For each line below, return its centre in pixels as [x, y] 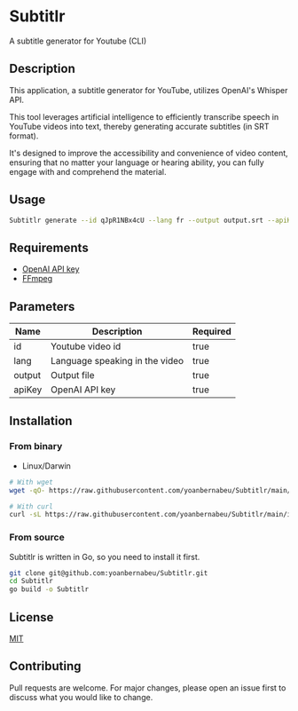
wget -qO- [27, 490]
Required [212, 332]
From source [37, 537]
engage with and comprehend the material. [88, 171]
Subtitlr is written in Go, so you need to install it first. [105, 557]
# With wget [31, 482]
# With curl [31, 506]
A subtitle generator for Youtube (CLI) [78, 41]
